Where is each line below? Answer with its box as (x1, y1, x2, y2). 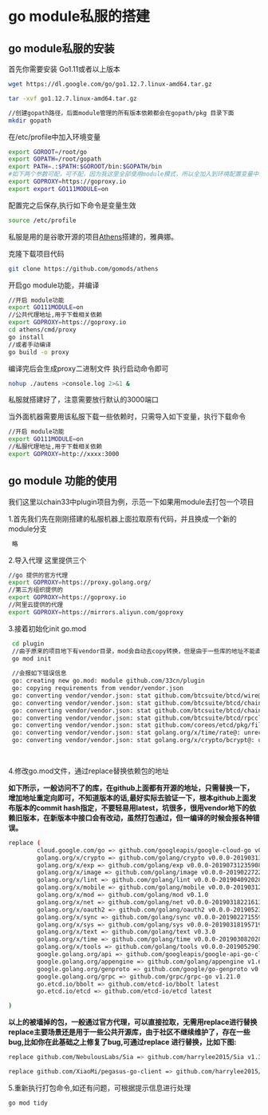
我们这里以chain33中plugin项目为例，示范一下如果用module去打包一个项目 (8, 497, 254, 506)
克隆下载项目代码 (8, 248, 65, 258)
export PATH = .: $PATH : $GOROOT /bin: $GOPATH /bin (8, 163, 162, 171)
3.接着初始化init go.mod (8, 624, 87, 633)
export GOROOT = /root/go (8, 148, 88, 156)
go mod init (11, 654, 52, 663)
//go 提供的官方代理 (8, 571, 69, 579)
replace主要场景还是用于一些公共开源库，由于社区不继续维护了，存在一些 (8, 1027, 251, 1037)
